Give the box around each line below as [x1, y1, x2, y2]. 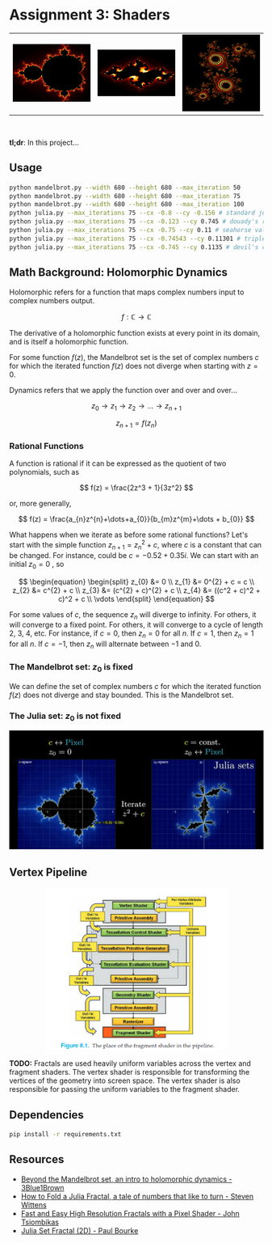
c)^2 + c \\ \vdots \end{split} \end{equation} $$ [58, 594, 215, 603]
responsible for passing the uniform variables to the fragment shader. [9, 1084, 241, 1094]
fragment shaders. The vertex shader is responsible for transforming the [9, 1068, 250, 1077]
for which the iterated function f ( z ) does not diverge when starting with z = [9, 361, 259, 370]
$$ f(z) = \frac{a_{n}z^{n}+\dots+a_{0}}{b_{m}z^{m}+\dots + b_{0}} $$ [18, 514, 255, 524]
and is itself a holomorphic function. [9, 336, 129, 346]
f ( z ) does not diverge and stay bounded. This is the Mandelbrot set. [9, 690, 234, 700]
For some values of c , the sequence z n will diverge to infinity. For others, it [9, 609, 257, 621]
